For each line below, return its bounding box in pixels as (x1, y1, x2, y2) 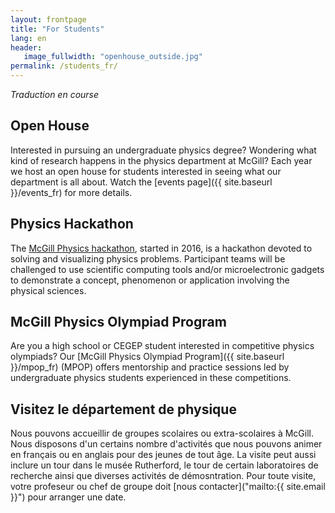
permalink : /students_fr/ (10, 61, 118, 71)
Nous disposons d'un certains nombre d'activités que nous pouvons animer (10, 438, 323, 450)
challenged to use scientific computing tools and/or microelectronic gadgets (10, 263, 325, 275)
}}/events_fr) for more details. (10, 186, 133, 198)
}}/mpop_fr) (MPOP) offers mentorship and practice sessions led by (10, 361, 290, 373)
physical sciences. (10, 284, 87, 296)
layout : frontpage (10, 14, 87, 25)
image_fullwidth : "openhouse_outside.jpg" (23, 52, 203, 62)
